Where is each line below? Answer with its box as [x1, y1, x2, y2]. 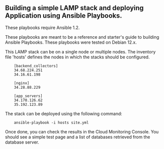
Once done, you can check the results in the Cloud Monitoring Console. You [5, 128, 159, 134]
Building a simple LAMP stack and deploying [5, 4, 144, 12]
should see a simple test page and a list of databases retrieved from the [5, 134, 151, 140]
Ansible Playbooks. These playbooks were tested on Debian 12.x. [5, 39, 137, 45]
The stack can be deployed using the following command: [5, 110, 123, 117]
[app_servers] [14, 93, 43, 99]
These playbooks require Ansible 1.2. [5, 25, 80, 30]
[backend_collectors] [14, 63, 58, 68]
